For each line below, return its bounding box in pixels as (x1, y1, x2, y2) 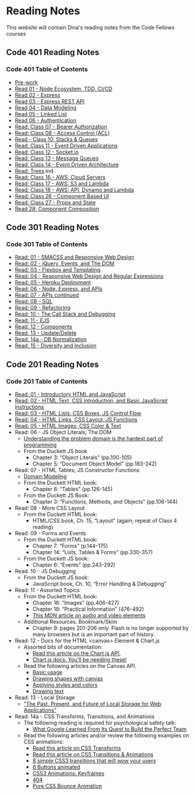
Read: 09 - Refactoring (14, 304, 71, 312)
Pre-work (14, 78, 39, 86)
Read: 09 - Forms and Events (14, 530, 87, 536)
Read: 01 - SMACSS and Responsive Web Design (14, 254, 135, 261)
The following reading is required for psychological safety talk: (23, 719, 177, 726)
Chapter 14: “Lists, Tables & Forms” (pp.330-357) (32, 549, 153, 555)
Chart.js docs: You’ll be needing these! (32, 656, 127, 663)
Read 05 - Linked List (14, 110, 67, 117)
